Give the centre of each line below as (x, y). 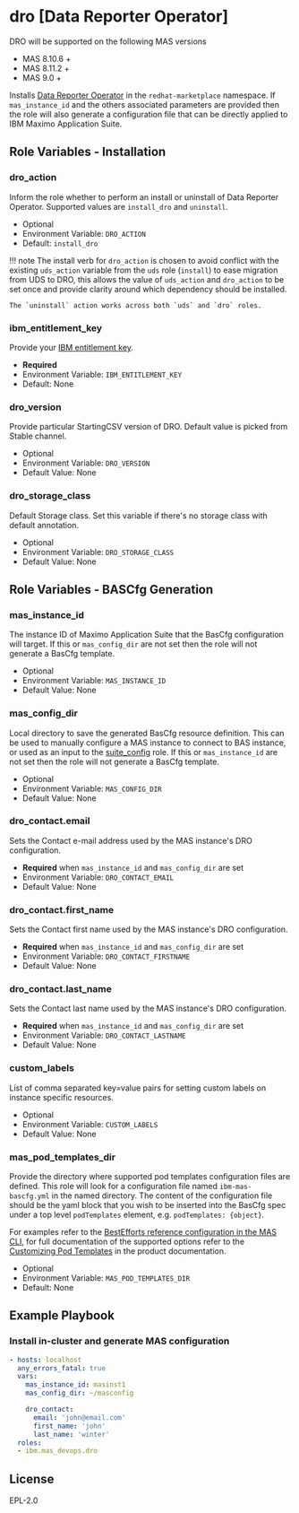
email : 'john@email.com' (79, 1417)
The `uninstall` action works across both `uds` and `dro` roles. (136, 305)
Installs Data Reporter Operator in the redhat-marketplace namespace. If (142, 95)
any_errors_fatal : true (61, 1368)
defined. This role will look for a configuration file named (113, 1186)
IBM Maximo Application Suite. (66, 124)
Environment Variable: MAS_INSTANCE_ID (94, 681)
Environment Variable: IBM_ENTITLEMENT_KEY (102, 374)
